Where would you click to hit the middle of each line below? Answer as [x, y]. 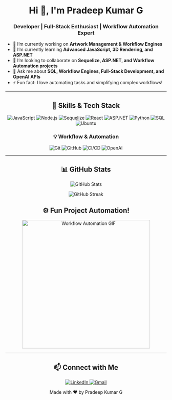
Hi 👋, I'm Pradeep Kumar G [86, 11]
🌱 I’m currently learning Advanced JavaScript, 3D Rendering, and [83, 50]
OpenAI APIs [27, 77]
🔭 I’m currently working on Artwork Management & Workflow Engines [88, 44]
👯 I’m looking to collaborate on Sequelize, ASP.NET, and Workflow [83, 61]
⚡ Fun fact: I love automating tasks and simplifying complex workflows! [88, 83]
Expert [86, 33]
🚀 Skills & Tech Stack [86, 106]
